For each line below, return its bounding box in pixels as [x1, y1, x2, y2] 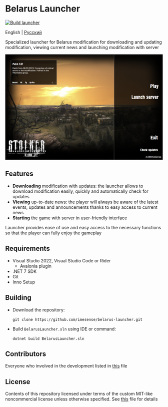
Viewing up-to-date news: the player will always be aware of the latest [12, 199, 158, 205]
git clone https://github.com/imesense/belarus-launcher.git [12, 317, 143, 322]
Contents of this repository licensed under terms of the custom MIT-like [5, 391, 153, 397]
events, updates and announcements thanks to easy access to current [12, 204, 157, 210]
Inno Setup [12, 279, 35, 285]
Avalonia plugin [19, 263, 51, 269]
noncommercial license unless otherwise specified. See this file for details [5, 396, 158, 402]
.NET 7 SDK [12, 268, 37, 274]
